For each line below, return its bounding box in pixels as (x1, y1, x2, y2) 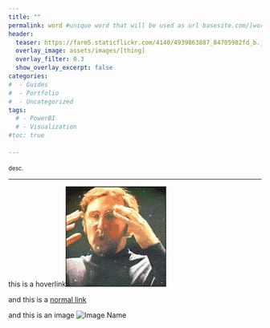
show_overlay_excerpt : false (15, 64, 113, 72)
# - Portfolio (8, 89, 59, 97)
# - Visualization (15, 123, 78, 132)
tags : (8, 106, 27, 114)
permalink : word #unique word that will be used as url (8, 21, 199, 30)
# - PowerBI (15, 115, 56, 123)
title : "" (8, 13, 42, 21)
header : (8, 30, 35, 38)
